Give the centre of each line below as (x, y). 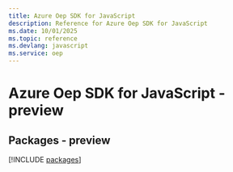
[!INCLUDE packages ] (45, 159)
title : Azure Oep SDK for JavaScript (72, 16)
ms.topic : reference (43, 38)
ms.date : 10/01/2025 (43, 31)
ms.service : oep (36, 53)
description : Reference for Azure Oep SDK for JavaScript (108, 23)
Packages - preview (59, 140)
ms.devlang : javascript (49, 46)
